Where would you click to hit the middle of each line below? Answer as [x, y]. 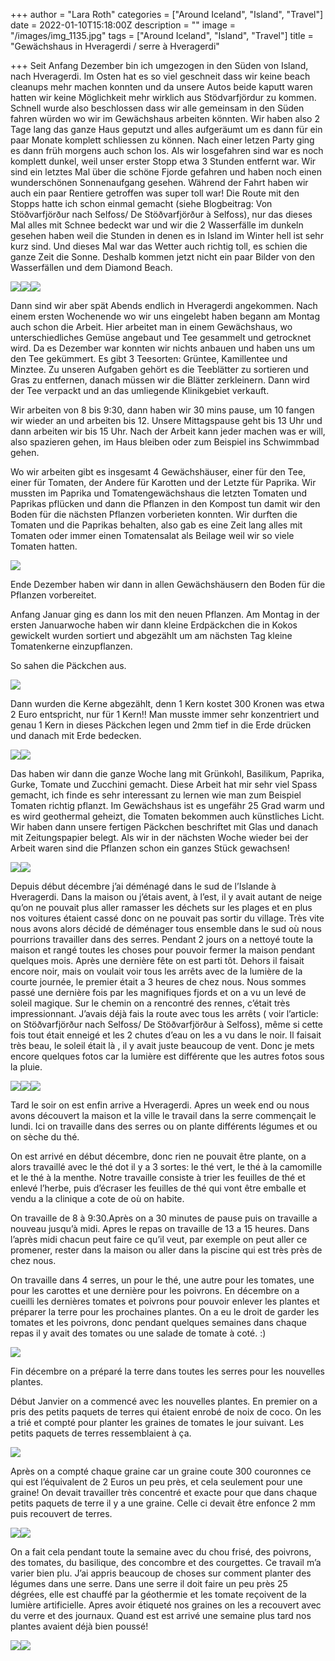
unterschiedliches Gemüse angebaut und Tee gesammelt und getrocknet [161, 337]
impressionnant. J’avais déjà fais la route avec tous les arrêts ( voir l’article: [164, 1013]
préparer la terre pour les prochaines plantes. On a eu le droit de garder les [165, 1312]
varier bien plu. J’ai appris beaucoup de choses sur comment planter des [161, 1573]
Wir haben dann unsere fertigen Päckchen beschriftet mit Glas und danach [164, 827]
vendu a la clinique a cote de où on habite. [97, 1198]
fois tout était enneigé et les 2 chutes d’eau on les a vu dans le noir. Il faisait [166, 1035]
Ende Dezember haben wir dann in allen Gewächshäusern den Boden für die [168, 584]
